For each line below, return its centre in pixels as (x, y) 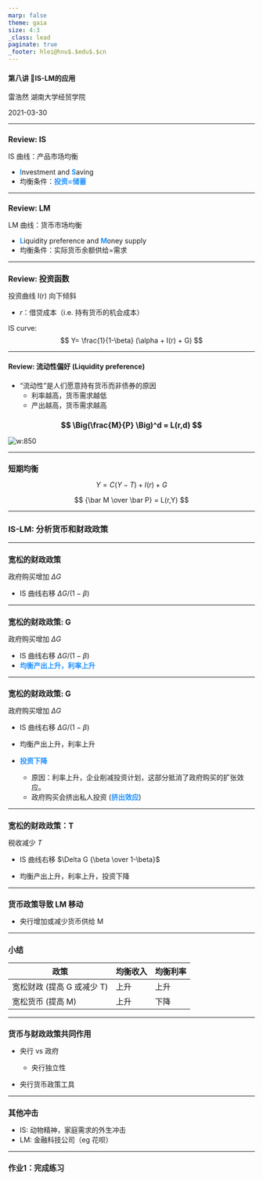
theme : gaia (27, 23)
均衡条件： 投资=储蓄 (53, 181)
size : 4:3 (24, 30)
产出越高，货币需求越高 (69, 405)
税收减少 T (25, 842)
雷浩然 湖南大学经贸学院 (47, 97)
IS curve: (23, 328)
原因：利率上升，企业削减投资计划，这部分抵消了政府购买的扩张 (134, 778)
